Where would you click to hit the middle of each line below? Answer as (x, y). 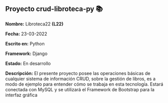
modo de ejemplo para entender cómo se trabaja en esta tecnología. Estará (85, 84)
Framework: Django (26, 54)
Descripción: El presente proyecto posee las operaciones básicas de (78, 73)
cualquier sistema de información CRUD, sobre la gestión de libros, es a (80, 79)
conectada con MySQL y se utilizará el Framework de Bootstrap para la (80, 89)
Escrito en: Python (25, 43)
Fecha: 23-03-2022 (26, 34)
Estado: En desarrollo (28, 63)
